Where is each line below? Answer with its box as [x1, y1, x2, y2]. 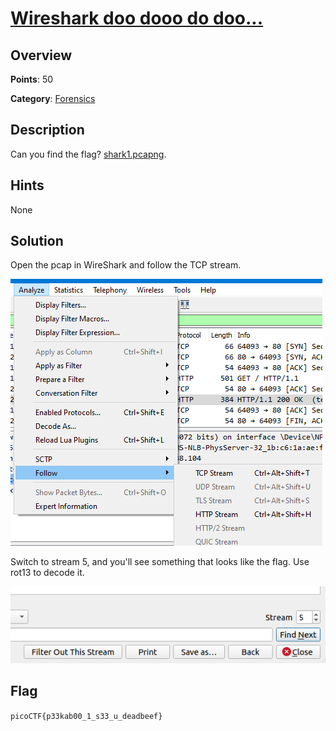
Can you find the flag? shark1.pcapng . [10, 148, 167, 160]
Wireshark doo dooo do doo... [10, 7, 264, 30]
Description [10, 122, 85, 139]
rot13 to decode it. [10, 567, 85, 579]
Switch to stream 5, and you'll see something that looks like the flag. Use [10, 556, 310, 568]
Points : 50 [10, 73, 54, 85]
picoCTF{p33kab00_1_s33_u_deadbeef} [10, 711, 163, 721]
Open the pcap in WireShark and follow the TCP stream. [10, 259, 242, 271]
